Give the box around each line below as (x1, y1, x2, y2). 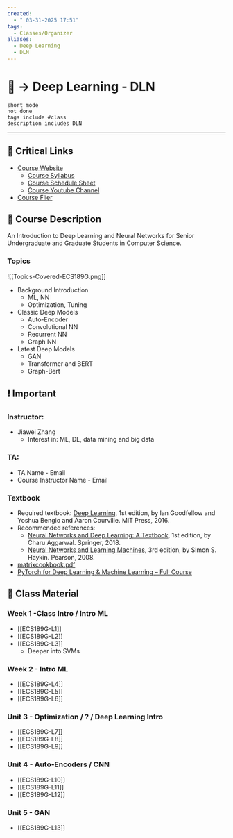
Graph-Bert (27, 367, 60, 375)
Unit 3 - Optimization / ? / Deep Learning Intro (7, 712, 163, 721)
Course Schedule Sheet (27, 178, 96, 187)
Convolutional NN (27, 322, 78, 330)
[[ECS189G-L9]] (17, 742, 64, 751)
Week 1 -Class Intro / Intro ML (7, 609, 109, 619)
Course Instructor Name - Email (17, 476, 108, 484)
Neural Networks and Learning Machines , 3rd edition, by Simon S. (27, 546, 217, 554)
